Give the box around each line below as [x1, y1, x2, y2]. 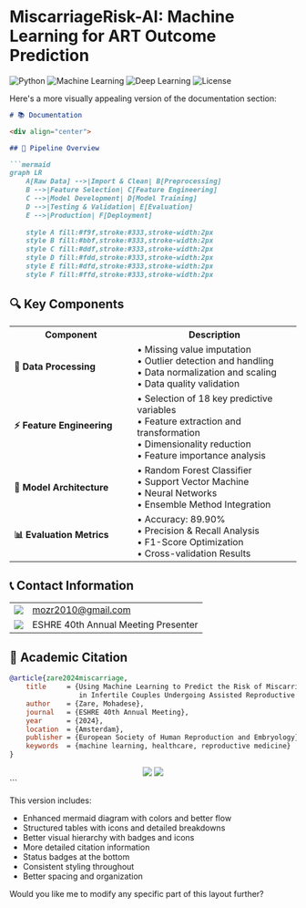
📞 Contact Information [9, 578, 134, 593]
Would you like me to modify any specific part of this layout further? [9, 889, 264, 899]
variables [137, 403, 177, 416]
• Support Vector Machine [137, 475, 250, 488]
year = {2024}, [25, 716, 104, 726]
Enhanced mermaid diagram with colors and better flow [22, 813, 232, 823]
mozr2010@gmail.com [32, 604, 131, 616]
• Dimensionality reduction [137, 438, 252, 450]
